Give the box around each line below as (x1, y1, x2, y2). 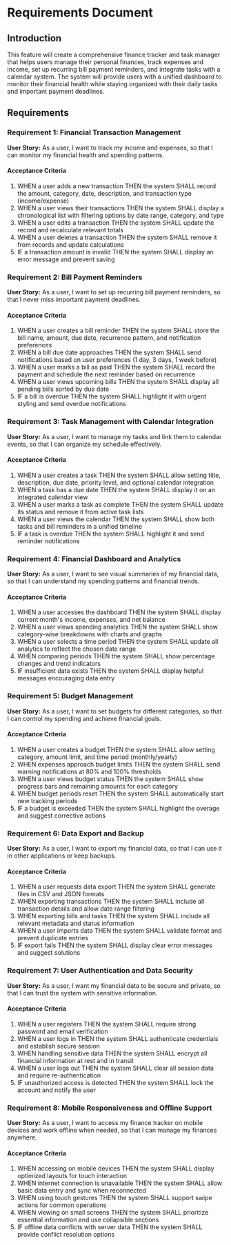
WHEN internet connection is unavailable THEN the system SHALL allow (17, 1179, 223, 1187)
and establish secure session (17, 1042, 100, 1050)
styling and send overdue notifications (17, 400, 126, 408)
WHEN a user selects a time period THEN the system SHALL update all (17, 638, 219, 646)
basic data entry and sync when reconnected (17, 1186, 146, 1195)
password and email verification (17, 1027, 108, 1035)
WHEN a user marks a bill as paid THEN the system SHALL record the (17, 363, 216, 372)
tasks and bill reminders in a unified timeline (17, 522, 143, 530)
